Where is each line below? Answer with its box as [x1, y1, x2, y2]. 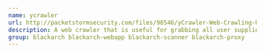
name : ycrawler [8, 11, 58, 19]
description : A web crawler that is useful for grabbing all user [8, 26, 231, 34]
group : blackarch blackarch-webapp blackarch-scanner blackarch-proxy [8, 33, 245, 41]
